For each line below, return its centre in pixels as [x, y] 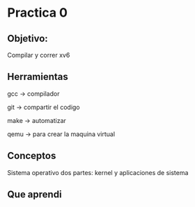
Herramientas [38, 77]
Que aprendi [34, 195]
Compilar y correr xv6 [39, 55]
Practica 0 [38, 13]
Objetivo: [28, 39]
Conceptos [32, 156]
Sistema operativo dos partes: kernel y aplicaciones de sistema [98, 172]
